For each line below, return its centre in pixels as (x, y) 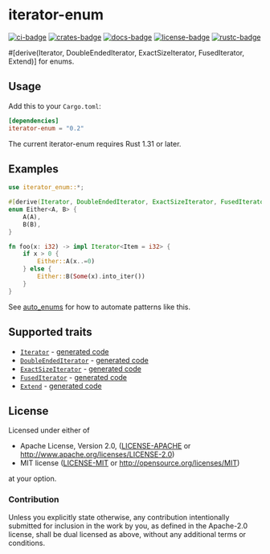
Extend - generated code (61, 386)
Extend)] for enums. (41, 61)
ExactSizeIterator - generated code (81, 369)
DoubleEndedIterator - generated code (84, 360)
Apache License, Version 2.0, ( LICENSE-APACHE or (105, 446)
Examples (33, 169)
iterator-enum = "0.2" (46, 128)
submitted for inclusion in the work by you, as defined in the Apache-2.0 (128, 526)
